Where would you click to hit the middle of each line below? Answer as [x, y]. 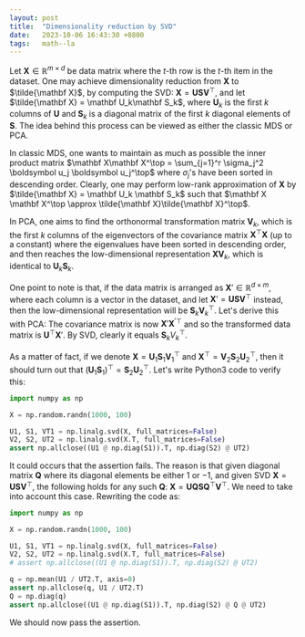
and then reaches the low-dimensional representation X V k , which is [137, 255]
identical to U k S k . [42, 267]
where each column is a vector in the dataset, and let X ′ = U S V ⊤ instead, [147, 298]
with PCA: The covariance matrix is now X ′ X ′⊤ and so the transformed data [150, 323]
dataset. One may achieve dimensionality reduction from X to [124, 81]
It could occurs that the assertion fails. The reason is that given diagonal [145, 465]
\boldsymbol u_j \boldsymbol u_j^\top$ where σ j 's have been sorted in [141, 173]
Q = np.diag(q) [38, 596]
